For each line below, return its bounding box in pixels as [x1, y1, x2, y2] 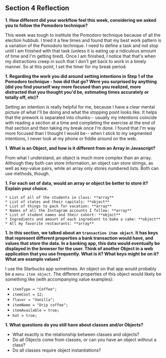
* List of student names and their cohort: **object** [5, 212, 121, 217]
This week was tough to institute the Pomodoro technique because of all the [5, 32, 161, 38]
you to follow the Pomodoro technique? [5, 22, 88, 28]
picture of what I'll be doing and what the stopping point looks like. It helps [5, 109, 158, 115]
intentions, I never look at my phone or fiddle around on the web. [5, 135, 137, 141]
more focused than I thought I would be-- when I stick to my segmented [5, 130, 152, 136]
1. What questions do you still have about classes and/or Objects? [5, 322, 144, 328]
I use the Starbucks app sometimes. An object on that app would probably [5, 265, 157, 272]
